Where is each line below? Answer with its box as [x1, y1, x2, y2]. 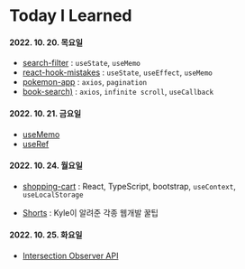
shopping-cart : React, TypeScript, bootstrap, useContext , [22, 181, 236, 191]
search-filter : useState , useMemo [22, 58, 141, 69]
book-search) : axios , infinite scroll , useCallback [22, 87, 214, 97]
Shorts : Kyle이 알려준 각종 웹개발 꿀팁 [22, 207, 159, 218]
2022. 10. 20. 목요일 [9, 37, 84, 48]
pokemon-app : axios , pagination [22, 77, 147, 88]
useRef [22, 138, 50, 149]
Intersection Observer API [22, 250, 119, 261]
